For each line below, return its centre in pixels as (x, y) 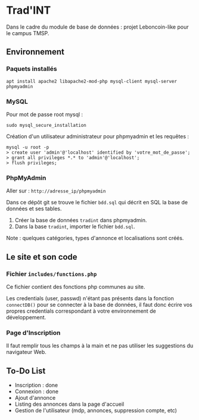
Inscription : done (36, 385)
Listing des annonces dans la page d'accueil (69, 404)
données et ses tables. (34, 209)
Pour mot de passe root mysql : (45, 114)
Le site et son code (42, 257)
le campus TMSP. (28, 33)
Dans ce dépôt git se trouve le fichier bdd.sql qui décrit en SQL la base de (97, 203)
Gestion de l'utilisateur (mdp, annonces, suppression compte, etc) (96, 410)
